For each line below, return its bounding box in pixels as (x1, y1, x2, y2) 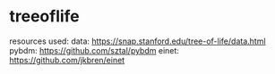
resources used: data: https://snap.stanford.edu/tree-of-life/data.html (9, 36, 266, 46)
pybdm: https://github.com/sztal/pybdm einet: (9, 45, 179, 55)
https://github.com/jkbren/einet (9, 54, 125, 65)
